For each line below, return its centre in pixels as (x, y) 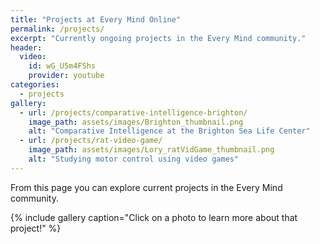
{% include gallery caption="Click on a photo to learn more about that (154, 217)
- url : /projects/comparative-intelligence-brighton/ (133, 112)
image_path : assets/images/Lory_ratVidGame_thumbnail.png (151, 150)
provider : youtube (66, 76)
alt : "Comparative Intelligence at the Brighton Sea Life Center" (169, 131)
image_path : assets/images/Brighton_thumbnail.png (136, 122)
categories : (35, 85)
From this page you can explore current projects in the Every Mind (146, 187)
